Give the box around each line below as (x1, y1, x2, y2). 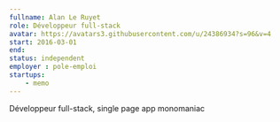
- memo (25, 79, 50, 88)
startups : (9, 71, 46, 80)
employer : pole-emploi (9, 63, 97, 72)
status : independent (9, 54, 86, 63)
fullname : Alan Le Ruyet (9, 12, 101, 22)
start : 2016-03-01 (9, 37, 77, 47)
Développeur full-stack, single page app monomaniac (9, 103, 206, 113)
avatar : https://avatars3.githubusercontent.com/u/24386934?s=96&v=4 (9, 29, 272, 38)
